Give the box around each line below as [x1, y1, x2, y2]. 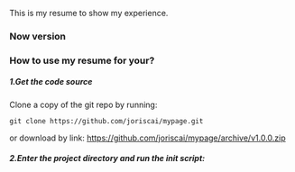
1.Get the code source [9, 77, 93, 87]
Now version [9, 30, 66, 42]
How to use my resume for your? [9, 54, 155, 67]
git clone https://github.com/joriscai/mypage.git [9, 116, 204, 125]
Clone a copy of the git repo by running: [9, 99, 158, 110]
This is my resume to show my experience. [9, 8, 169, 18]
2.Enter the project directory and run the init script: [9, 153, 206, 164]
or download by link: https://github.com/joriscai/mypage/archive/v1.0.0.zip [9, 132, 286, 143]
